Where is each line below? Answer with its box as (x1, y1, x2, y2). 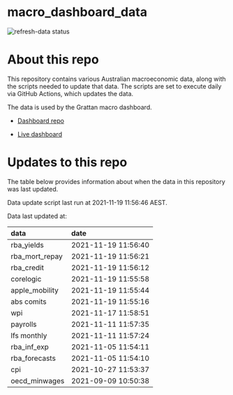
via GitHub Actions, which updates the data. (7, 89, 134, 98)
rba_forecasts (10, 353, 56, 363)
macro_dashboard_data (7, 4, 148, 20)
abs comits (10, 297, 47, 307)
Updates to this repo (7, 155, 128, 171)
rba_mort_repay (10, 251, 63, 261)
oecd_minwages (10, 375, 65, 385)
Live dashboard (17, 130, 63, 138)
